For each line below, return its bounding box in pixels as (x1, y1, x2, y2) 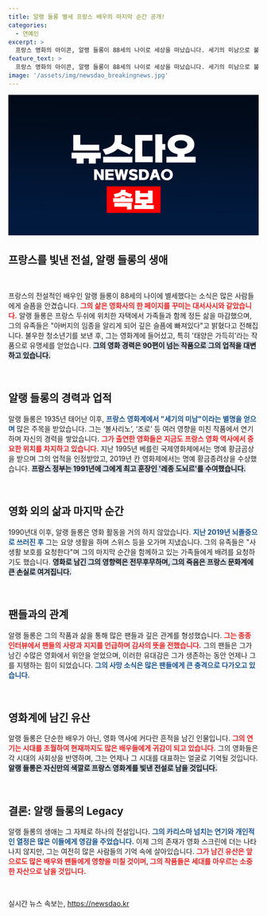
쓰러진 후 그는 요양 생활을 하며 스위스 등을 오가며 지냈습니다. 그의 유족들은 (16, 537, 245, 547)
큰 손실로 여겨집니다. (8, 566, 72, 576)
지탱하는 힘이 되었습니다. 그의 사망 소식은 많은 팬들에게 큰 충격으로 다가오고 (16, 660, 248, 670)
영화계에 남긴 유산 (8, 711, 91, 725)
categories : (8, 21, 48, 29)
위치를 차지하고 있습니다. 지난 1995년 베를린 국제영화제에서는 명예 (22, 443, 227, 453)
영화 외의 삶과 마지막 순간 (8, 504, 125, 518)
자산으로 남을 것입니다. (16, 867, 87, 876)
